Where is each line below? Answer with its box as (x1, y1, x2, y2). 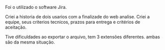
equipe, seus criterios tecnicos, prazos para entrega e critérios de (5, 19, 141, 25)
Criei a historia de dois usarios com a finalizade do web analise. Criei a (5, 14, 150, 19)
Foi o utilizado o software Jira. (5, 4, 67, 10)
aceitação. (5, 24, 27, 30)
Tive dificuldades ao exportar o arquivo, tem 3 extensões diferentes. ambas (5, 34, 160, 40)
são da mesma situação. (5, 39, 55, 45)
